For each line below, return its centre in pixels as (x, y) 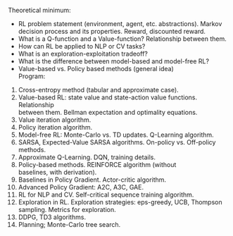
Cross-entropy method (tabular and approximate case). (98, 90)
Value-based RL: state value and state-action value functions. (108, 97)
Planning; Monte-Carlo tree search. (69, 224)
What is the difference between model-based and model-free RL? (114, 61)
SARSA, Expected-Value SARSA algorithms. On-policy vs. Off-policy (117, 142)
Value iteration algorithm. (55, 120)
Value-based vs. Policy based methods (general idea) (96, 69)
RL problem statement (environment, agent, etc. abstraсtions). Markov (120, 24)
